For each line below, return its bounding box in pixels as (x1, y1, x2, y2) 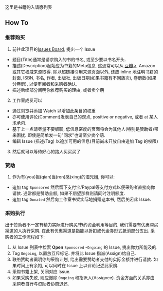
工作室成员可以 (12, 97, 42, 103)
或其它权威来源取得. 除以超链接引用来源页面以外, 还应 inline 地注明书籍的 (12, 69, 158, 75)
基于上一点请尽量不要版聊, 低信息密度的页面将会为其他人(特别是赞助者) (12, 126, 154, 132)
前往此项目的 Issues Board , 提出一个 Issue (12, 46, 96, 52)
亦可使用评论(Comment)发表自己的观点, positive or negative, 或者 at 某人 (12, 114, 158, 119)
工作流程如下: (18, 234, 45, 240)
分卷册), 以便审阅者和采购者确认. (12, 81, 77, 87)
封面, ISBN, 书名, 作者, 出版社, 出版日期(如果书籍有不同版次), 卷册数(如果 (12, 75, 157, 80)
